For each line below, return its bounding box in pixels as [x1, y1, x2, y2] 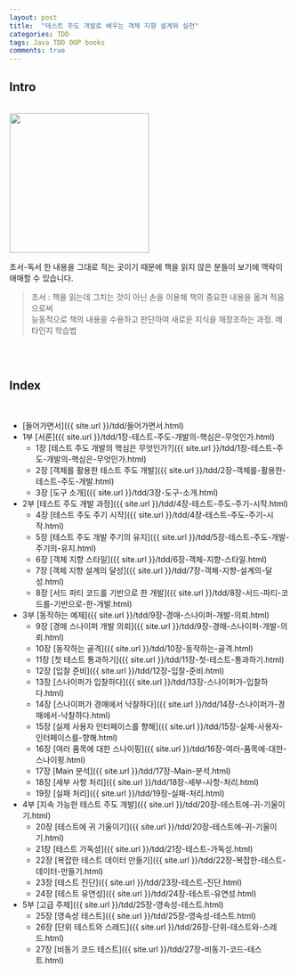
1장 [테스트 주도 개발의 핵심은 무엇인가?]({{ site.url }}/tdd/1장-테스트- [35, 442, 277, 453]
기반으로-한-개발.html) [52, 598, 133, 609]
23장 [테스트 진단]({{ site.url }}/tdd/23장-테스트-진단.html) [35, 877, 243, 888]
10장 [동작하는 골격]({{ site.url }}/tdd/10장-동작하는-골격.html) [35, 643, 254, 653]
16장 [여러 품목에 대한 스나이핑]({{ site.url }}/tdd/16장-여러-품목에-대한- [35, 743, 287, 754]
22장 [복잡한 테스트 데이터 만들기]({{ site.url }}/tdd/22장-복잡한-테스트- [35, 855, 286, 865]
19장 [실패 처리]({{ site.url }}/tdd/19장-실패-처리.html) [35, 788, 225, 798]
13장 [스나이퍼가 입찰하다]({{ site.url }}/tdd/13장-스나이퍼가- [35, 676, 247, 687]
